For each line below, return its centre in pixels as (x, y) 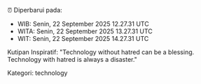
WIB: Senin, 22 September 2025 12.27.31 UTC (83, 24)
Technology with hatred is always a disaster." (72, 59)
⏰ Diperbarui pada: (35, 10)
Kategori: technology (37, 73)
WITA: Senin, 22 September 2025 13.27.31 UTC (85, 31)
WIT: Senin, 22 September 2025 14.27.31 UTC (83, 39)
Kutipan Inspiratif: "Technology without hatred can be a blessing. (101, 52)
